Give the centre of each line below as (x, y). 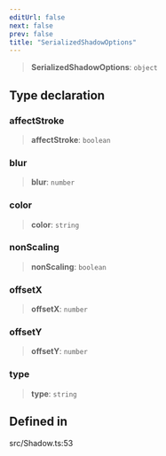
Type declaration (57, 95)
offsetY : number (59, 351)
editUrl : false (37, 17)
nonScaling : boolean (68, 266)
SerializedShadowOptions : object (94, 67)
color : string (55, 224)
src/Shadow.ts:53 (41, 443)
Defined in (39, 422)
